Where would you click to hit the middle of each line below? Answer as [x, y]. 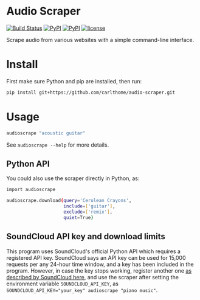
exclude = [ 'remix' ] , [88, 212]
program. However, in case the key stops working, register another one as [99, 270]
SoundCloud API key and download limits [86, 236]
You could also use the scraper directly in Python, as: [73, 178]
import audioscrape [31, 190]
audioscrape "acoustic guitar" [46, 133]
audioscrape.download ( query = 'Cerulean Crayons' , [69, 201]
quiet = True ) [79, 217]
